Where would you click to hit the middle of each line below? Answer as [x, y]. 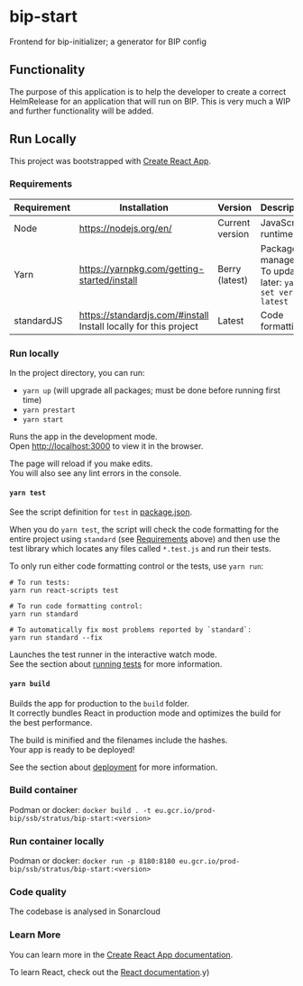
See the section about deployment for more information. [114, 767]
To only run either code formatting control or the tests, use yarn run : [137, 566]
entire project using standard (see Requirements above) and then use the [145, 539]
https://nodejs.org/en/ [126, 228]
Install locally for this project [138, 326]
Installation [144, 207]
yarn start [43, 420]
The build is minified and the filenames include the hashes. [119, 740]
